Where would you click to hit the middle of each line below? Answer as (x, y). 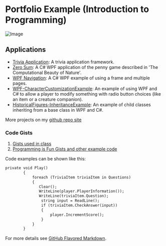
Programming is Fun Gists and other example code (65, 149)
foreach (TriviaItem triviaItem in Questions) (81, 177)
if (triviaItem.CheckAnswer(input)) (79, 206)
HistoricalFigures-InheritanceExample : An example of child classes (82, 105)
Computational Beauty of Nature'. (47, 72)
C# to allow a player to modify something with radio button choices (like (87, 94)
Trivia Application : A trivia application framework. (63, 62)
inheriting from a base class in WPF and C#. (58, 110)
